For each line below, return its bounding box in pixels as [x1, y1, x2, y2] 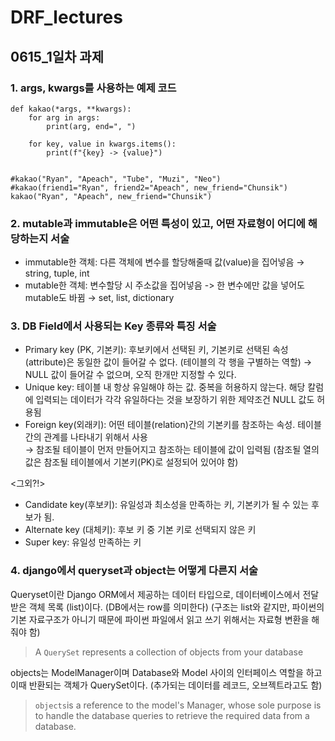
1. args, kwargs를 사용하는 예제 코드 [10, 81, 177, 95]
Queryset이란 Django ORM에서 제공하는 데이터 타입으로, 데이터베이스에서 [10, 588, 301, 600]
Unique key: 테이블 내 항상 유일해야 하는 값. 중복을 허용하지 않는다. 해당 [24, 381, 306, 393]
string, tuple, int [24, 267, 90, 280]
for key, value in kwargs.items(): [28, 139, 177, 149]
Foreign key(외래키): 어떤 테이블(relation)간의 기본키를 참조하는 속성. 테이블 [24, 419, 322, 431]
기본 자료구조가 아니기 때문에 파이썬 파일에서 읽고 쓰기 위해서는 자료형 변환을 [10, 613, 310, 625]
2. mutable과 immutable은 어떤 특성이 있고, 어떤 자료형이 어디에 [10, 216, 306, 230]
